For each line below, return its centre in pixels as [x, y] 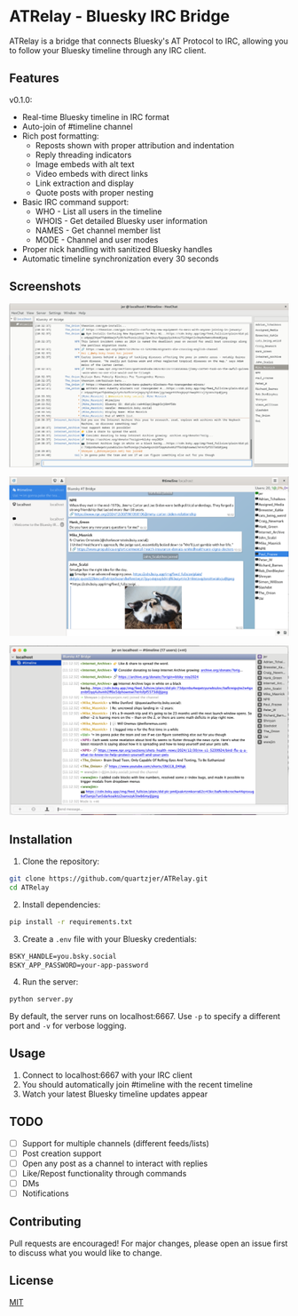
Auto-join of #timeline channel [77, 126]
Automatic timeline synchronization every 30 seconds [120, 259]
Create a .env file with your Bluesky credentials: [110, 939]
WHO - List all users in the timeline [98, 211]
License [31, 1281]
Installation [41, 840]
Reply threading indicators [83, 155]
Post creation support [62, 1153]
